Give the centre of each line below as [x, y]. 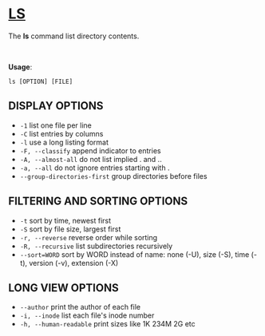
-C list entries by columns [61, 133]
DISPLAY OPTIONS [56, 106]
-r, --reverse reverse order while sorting [89, 237]
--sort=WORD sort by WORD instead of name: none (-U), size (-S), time [134, 254]
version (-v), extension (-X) [74, 263]
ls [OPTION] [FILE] [41, 81]
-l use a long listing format [64, 142]
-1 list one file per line [55, 125]
